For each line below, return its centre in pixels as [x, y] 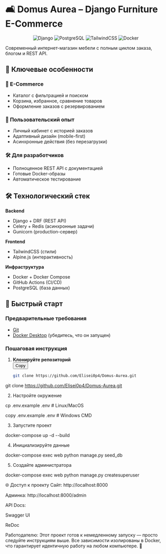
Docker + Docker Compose [41, 277]
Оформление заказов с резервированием [58, 106]
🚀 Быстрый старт [34, 304]
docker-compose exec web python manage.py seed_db [64, 455]
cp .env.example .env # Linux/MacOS [45, 405]
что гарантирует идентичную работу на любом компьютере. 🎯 [74, 546]
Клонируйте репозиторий [42, 360]
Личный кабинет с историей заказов [53, 130]
